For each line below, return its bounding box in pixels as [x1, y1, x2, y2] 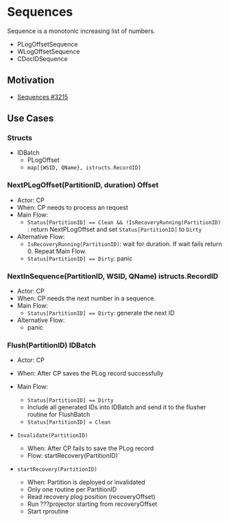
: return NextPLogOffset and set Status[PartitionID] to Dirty [27, 225, 202, 233]
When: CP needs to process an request [16, 203, 128, 211]
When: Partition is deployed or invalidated [27, 478, 145, 487]
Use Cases [7, 112, 54, 124]
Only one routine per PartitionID [27, 485, 117, 494]
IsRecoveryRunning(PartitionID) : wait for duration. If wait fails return [27, 239, 223, 247]
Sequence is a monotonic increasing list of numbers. [7, 27, 156, 35]
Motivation [7, 75, 55, 86]
